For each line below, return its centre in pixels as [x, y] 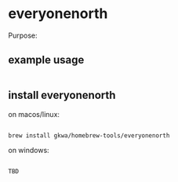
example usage [46, 60]
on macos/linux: [34, 114]
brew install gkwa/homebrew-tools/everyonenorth [89, 135]
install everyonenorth [62, 95]
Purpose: [23, 35]
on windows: [29, 151]
